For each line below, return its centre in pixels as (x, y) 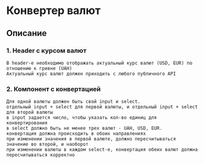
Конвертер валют (53, 11)
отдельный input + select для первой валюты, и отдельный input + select (102, 107)
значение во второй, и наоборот (47, 144)
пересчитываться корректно (41, 155)
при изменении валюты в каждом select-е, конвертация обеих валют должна (102, 150)
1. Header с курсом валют (46, 51)
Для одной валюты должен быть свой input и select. (73, 102)
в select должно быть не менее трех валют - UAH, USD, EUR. (85, 129)
